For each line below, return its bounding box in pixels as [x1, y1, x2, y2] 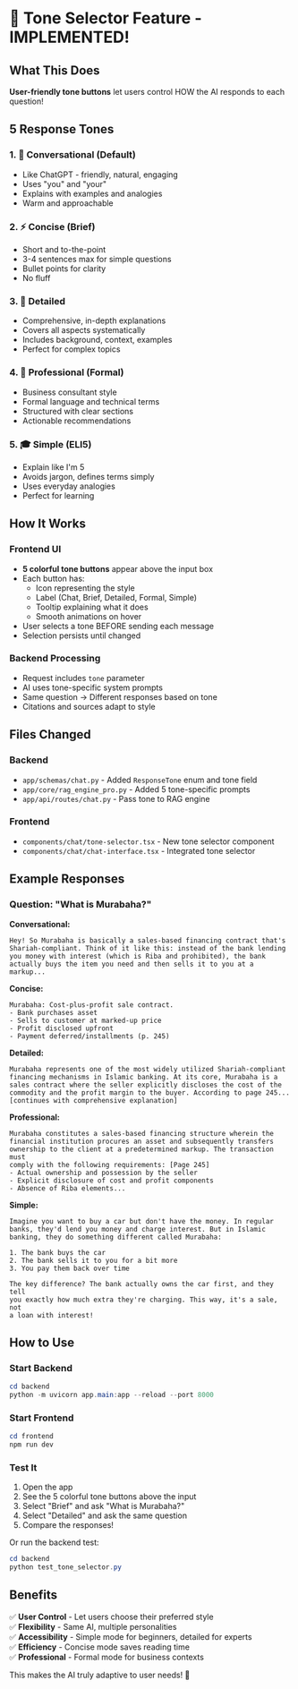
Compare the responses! [21, 1520, 115, 1531]
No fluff [21, 272, 51, 283]
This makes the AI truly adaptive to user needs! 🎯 [9, 1669, 191, 1680]
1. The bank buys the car [9, 1248, 106, 1257]
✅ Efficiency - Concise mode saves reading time [9, 1642, 191, 1652]
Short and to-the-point [21, 243, 106, 254]
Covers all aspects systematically [21, 325, 146, 336]
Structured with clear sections [21, 405, 134, 416]
